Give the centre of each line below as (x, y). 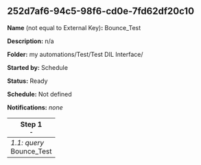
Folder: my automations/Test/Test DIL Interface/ (75, 54)
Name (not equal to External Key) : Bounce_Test (74, 27)
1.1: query (27, 142)
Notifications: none (35, 107)
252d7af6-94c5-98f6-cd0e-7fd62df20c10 (100, 11)
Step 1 (31, 124)
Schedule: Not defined (39, 94)
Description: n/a (31, 41)
